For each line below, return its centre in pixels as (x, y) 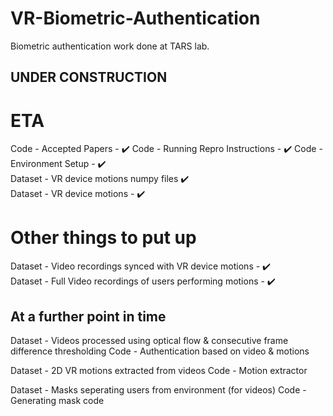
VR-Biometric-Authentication (135, 18)
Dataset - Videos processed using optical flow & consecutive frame (149, 341)
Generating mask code (57, 401)
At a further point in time (88, 316)
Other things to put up (103, 238)
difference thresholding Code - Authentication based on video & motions (160, 351)
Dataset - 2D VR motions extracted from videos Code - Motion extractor (159, 371)
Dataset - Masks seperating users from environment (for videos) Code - (158, 390)
